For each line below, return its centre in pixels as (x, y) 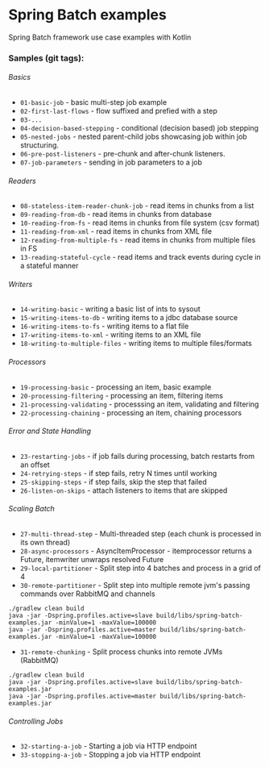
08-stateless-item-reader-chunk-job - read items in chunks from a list (137, 206)
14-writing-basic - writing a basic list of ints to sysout (110, 309)
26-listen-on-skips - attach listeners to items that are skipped (124, 490)
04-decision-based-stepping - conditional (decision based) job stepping (139, 128)
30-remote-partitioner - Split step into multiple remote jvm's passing (135, 586)
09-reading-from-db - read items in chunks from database (116, 215)
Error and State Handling (50, 431)
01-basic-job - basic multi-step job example (93, 102)
